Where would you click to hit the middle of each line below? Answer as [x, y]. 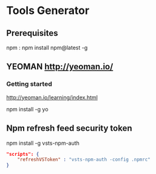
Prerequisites [32, 33]
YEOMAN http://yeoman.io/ [60, 67]
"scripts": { [23, 154]
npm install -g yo [27, 109]
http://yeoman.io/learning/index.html [52, 97]
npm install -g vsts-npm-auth [43, 143]
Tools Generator [48, 11]
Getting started [29, 84]
